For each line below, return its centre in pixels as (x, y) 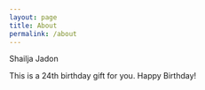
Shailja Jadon (34, 59)
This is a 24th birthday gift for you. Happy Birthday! (103, 76)
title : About (33, 26)
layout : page (33, 17)
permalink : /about (43, 34)
